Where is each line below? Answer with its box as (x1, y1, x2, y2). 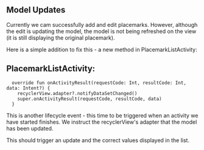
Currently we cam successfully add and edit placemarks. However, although (6, 21, 198, 28)
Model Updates (6, 5, 66, 15)
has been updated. (6, 124, 54, 132)
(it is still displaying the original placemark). (6, 34, 115, 41)
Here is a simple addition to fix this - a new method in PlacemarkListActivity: (6, 46, 197, 53)
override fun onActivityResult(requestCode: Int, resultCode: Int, (12, 79, 187, 86)
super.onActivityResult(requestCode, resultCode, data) (17, 96, 163, 102)
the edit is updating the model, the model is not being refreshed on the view (6, 27, 197, 35)
